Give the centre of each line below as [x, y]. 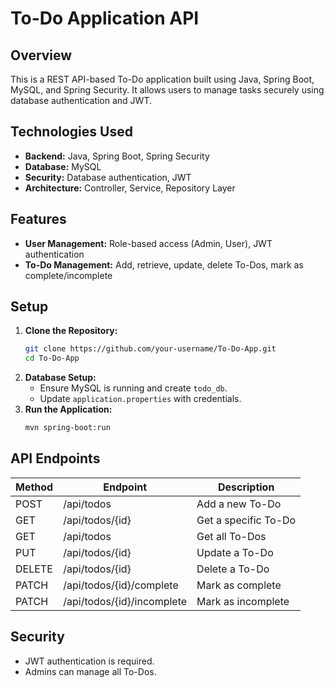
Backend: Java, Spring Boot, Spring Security [117, 156]
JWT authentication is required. [89, 661]
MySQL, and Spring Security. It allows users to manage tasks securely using [167, 90]
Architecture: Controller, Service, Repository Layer [130, 188]
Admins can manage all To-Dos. [90, 671]
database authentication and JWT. [81, 100]
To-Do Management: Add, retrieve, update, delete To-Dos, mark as [164, 264]
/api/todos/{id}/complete [121, 585]
